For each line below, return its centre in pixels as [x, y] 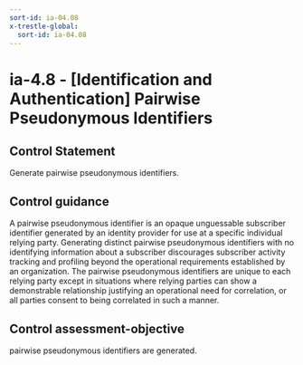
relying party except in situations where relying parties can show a [133, 281]
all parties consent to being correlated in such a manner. [114, 301]
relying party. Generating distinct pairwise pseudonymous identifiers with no [152, 243]
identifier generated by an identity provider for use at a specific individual [146, 233]
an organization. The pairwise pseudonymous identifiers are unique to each [150, 272]
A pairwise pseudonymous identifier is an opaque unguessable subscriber [148, 224]
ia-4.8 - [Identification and [111, 79]
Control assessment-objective [97, 328]
